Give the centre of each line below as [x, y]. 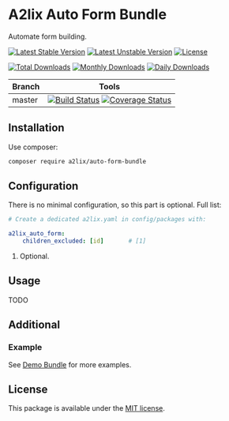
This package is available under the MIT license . [87, 408]
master [25, 100]
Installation [36, 128]
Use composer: [33, 147]
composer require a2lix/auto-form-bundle [77, 161]
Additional [34, 325]
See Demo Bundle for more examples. [70, 364]
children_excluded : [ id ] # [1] [84, 241]
